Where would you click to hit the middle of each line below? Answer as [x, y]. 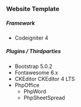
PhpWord [35, 91]
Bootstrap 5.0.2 [33, 66]
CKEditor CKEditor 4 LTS [45, 79]
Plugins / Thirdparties [33, 51]
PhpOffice [27, 85]
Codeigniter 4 [31, 38]
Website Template [33, 9]
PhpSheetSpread [44, 98]
